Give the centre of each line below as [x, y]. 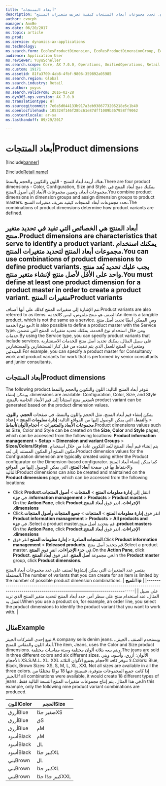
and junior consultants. [29, 362]
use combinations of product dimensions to [74, 259]
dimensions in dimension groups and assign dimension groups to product [80, 197]
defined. [14, 213]
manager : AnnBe [21, 23]
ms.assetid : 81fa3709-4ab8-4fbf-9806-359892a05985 [59, 74]
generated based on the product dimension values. [57, 405]
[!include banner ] [22, 162]
